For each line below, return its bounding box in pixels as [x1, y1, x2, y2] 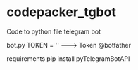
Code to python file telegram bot [6, 27, 101, 36]
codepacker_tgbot [6, 4, 117, 20]
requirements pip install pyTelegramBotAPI [6, 54, 130, 63]
